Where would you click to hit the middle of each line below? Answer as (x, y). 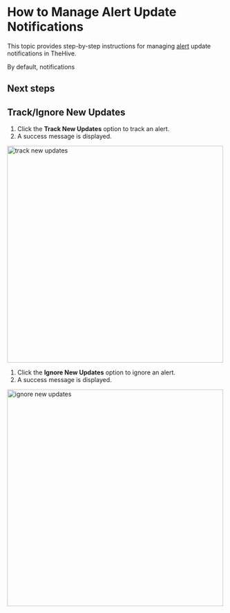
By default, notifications (41, 67)
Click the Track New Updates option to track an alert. (93, 129)
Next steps (31, 88)
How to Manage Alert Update (92, 12)
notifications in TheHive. (42, 53)
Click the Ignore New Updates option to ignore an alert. (96, 372)
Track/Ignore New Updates (66, 112)
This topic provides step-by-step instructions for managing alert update (109, 46)
